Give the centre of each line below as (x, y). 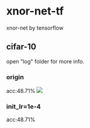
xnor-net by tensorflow (35, 28)
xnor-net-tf (35, 11)
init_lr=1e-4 (24, 106)
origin (15, 77)
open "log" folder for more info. (45, 61)
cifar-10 (21, 47)
